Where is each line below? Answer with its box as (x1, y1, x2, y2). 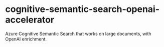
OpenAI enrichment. (5, 36, 47, 42)
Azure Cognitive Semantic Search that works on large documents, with (5, 30, 151, 36)
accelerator (5, 14, 54, 25)
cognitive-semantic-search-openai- (5, 3, 159, 15)
